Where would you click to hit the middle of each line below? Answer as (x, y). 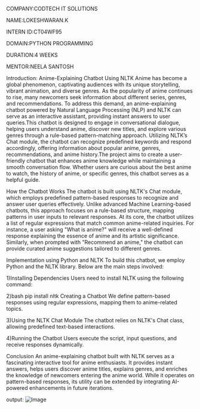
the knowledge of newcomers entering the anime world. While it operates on (100, 375)
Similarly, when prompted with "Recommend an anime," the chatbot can (95, 242)
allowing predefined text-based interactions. (61, 326)
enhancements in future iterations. (71, 388)
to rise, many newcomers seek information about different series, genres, (96, 97)
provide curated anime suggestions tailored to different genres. (84, 248)
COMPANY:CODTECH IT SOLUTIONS (52, 9)
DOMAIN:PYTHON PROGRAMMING (50, 43)
